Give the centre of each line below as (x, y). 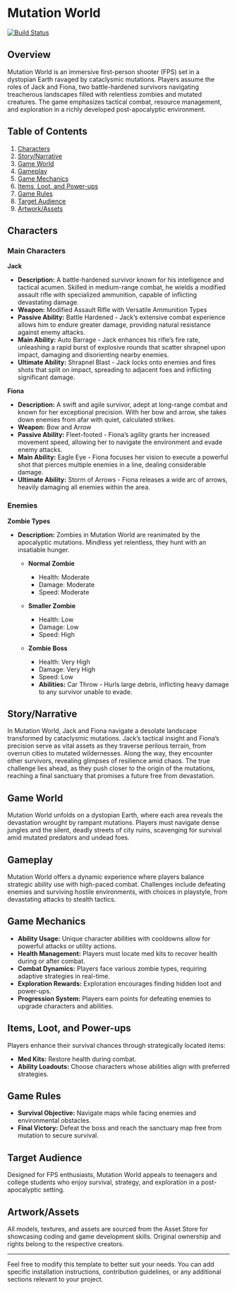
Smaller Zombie (52, 606)
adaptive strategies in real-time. (64, 976)
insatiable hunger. (43, 549)
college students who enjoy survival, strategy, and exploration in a (103, 1182)
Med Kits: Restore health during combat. (77, 1059)
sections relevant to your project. (55, 1279)
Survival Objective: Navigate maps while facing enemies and (107, 1113)
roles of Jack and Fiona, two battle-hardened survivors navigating (103, 87)
